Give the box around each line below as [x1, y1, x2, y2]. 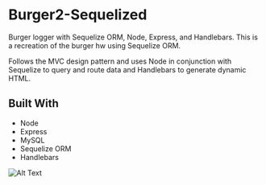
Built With [8, 97, 59, 110]
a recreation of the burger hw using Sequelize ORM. [8, 40, 181, 50]
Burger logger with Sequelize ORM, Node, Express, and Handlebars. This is [8, 32, 258, 42]
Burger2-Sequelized [8, 6, 148, 24]
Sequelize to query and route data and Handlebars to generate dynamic [8, 64, 247, 74]
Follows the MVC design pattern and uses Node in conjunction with [8, 56, 232, 66]
